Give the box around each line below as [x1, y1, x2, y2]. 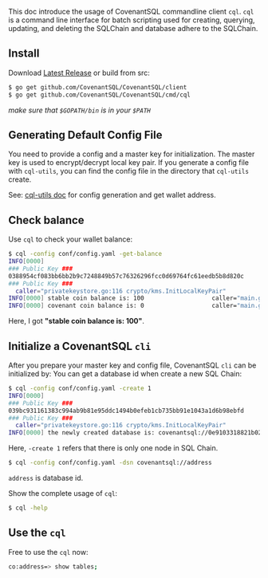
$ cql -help [8, 504, 48, 512]
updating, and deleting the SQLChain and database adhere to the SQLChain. [8, 24, 258, 33]
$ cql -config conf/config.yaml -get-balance [8, 250, 162, 258]
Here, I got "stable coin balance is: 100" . [8, 317, 145, 326]
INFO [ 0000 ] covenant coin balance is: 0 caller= [8, 302, 238, 310]
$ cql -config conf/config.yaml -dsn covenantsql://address [8, 458, 213, 467]
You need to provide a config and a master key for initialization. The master [8, 149, 255, 159]
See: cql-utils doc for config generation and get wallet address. [8, 191, 217, 200]
